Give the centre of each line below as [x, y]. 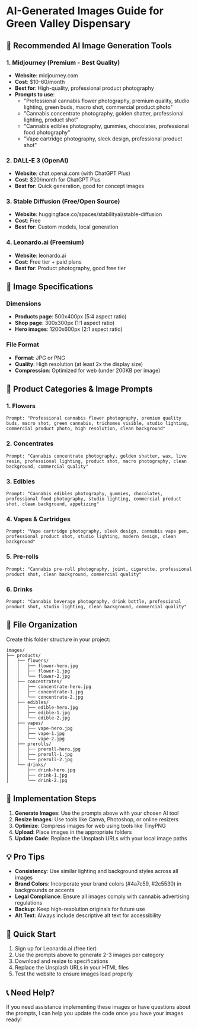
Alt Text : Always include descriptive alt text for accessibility [88, 915]
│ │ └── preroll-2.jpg [39, 759]
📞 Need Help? [31, 992]
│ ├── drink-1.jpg [37, 775]
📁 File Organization [42, 625]
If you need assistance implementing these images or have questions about [98, 1006]
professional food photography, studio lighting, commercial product [94, 499]
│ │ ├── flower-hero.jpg [42, 666]
